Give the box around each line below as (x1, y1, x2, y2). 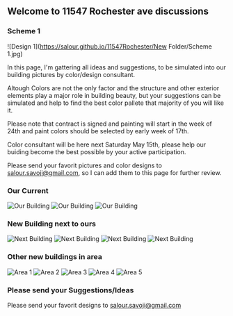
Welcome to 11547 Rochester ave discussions (7, 6, 209, 17)
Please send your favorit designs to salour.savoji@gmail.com (7, 301, 182, 309)
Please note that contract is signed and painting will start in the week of (7, 119, 212, 128)
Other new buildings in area (7, 252, 102, 262)
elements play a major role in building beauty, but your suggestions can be (7, 91, 221, 99)
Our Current (7, 185, 49, 195)
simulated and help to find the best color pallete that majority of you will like (7, 99, 225, 107)
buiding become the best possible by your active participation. (7, 147, 186, 156)
